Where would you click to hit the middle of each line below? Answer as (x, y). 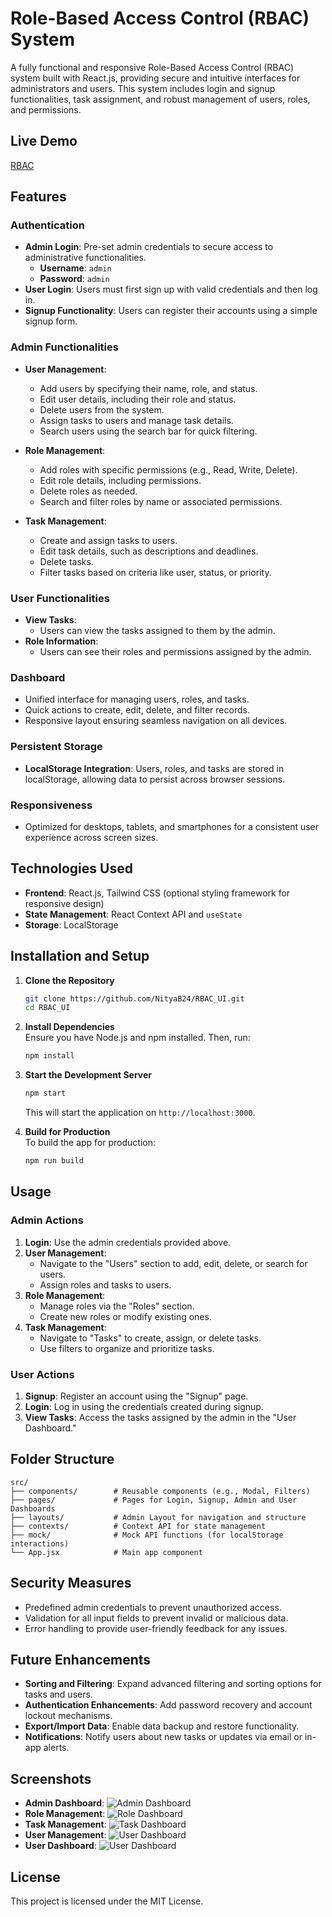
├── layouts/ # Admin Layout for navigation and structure (158, 1517)
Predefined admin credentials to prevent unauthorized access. (153, 1607)
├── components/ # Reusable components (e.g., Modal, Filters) (160, 1491)
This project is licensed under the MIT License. (107, 1901)
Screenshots (51, 1778)
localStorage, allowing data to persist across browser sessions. (155, 779)
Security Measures (71, 1583)
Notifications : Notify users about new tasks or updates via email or (163, 1737)
